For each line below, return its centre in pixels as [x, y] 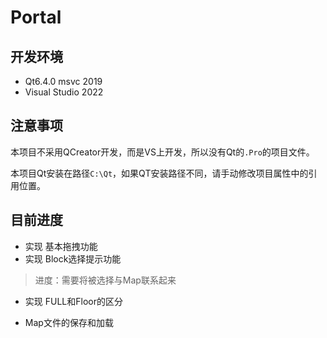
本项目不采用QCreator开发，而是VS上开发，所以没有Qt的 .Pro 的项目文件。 [162, 152]
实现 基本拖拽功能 [61, 246]
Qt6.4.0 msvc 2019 [63, 81]
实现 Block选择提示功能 [73, 258]
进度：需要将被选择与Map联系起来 [105, 280]
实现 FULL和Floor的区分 [73, 301]
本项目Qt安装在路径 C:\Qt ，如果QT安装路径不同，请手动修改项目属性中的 [159, 173]
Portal [36, 17]
